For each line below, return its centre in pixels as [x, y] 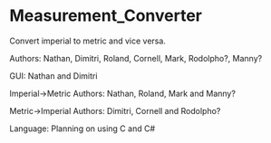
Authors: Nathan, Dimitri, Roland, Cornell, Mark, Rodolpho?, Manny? [136, 58]
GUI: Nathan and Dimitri [53, 76]
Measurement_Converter [106, 16]
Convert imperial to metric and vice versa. [87, 41]
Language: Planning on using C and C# [82, 129]
